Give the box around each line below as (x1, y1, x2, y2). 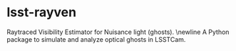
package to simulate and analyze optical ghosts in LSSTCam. (6, 35, 186, 43)
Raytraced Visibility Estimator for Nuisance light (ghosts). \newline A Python (6, 28, 230, 36)
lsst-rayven (6, 4, 76, 21)
